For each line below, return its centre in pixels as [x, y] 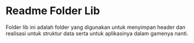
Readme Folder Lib [53, 11]
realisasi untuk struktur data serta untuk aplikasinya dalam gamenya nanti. [97, 33]
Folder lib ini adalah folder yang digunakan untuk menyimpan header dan [96, 27]
